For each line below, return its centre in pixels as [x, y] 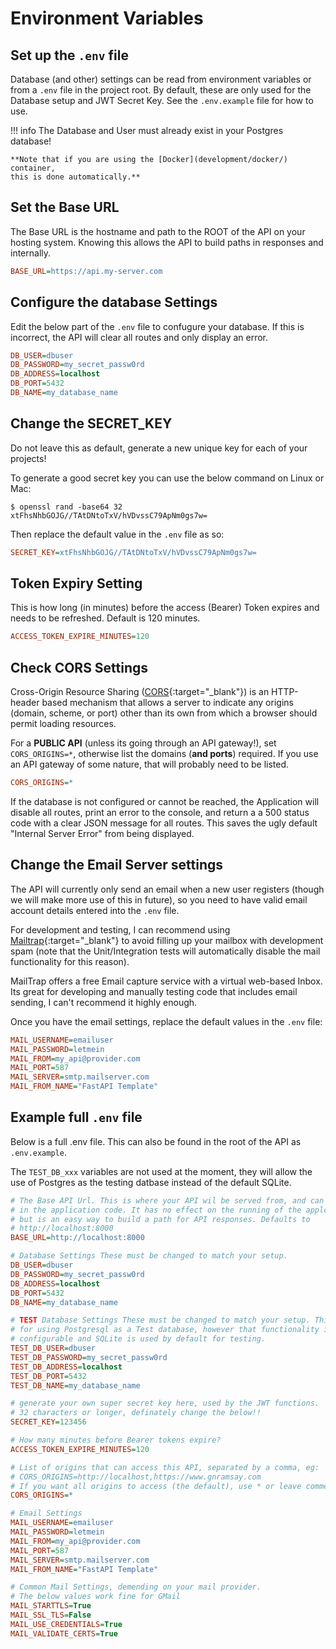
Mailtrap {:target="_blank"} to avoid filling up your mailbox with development [167, 940]
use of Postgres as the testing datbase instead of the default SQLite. [151, 1182]
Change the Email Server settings [116, 865]
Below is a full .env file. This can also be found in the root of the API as [156, 1141]
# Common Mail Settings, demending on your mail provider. [136, 1587]
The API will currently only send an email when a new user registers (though [167, 889]
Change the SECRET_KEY [91, 423]
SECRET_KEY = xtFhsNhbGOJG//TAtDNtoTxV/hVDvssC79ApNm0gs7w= [133, 552]
